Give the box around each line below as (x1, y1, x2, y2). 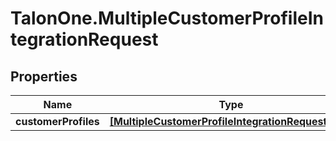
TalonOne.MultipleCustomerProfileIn (10, 7, 325, 30)
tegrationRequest (10, 28, 159, 51)
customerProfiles (15, 115, 100, 128)
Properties (10, 68, 78, 85)
